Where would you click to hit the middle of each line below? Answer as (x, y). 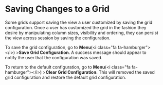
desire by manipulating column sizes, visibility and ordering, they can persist (82, 33)
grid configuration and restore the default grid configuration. (66, 77)
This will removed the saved (127, 72)
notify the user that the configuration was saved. (54, 57)
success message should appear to (111, 52)
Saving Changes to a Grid (57, 9)
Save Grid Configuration (44, 52)
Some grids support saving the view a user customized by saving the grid (79, 22)
